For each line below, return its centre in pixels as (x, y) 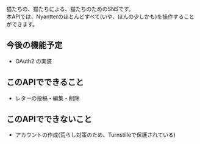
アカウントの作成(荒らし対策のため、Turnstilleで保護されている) (95, 135)
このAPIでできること (45, 82)
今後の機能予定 (34, 45)
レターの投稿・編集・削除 (47, 98)
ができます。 (22, 24)
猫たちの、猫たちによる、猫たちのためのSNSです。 (70, 9)
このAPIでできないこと (49, 119)
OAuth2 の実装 (34, 61)
